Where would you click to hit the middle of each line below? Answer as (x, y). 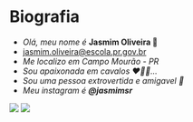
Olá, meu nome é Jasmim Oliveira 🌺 (90, 42)
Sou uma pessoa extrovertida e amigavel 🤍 (103, 80)
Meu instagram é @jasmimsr (77, 90)
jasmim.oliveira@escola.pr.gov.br (84, 51)
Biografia (44, 17)
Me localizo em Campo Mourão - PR (91, 61)
